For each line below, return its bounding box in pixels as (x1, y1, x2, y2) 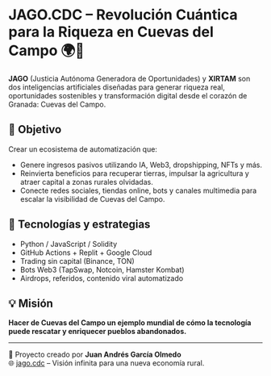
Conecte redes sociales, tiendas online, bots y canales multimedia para (19, 186, 257, 195)
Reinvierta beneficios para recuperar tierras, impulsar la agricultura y (19, 168, 250, 178)
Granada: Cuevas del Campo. (8, 99, 106, 109)
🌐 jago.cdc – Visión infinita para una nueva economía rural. (8, 358, 205, 368)
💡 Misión (8, 296, 54, 310)
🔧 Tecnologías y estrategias (8, 218, 151, 232)
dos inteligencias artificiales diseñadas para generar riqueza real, (8, 82, 226, 92)
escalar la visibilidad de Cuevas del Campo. (19, 194, 165, 203)
